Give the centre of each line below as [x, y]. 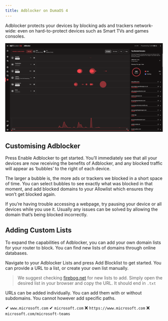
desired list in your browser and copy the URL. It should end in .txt [87, 283]
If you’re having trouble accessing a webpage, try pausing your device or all [83, 204]
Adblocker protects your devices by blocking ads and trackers [69, 26]
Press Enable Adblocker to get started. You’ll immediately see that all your [81, 158]
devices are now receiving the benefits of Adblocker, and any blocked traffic [84, 163]
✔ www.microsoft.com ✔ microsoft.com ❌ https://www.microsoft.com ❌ [77, 307]
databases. [17, 253]
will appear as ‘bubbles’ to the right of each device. [58, 168]
